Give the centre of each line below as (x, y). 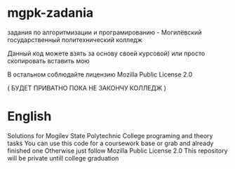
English (29, 116)
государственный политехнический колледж (75, 39)
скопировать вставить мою (48, 60)
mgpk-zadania (51, 13)
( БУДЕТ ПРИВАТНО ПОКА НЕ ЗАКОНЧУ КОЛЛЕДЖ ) (87, 88)
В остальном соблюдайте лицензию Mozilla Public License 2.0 (100, 74)
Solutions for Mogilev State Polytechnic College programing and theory (110, 135)
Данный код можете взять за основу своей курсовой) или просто (106, 53)
